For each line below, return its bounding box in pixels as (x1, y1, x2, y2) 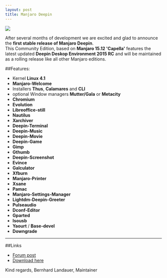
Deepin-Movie (12, 133, 43, 139)
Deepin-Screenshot (12, 154, 54, 160)
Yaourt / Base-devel (12, 223, 55, 229)
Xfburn (12, 170, 28, 176)
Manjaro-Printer (12, 175, 47, 181)
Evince (12, 159, 27, 165)
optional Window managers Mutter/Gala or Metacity (12, 91, 121, 97)
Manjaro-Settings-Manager (12, 191, 71, 197)
